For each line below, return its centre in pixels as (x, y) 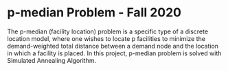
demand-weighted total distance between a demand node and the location (113, 46)
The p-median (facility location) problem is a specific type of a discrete (107, 31)
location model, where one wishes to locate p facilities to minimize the (106, 38)
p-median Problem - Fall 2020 (94, 13)
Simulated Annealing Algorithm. (52, 60)
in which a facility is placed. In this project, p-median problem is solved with (114, 53)
